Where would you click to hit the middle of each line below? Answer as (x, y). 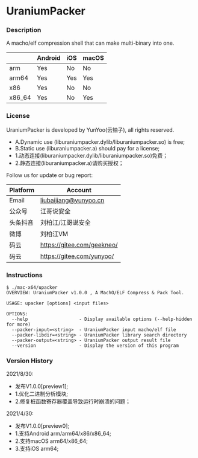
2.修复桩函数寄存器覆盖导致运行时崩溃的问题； (73, 402)
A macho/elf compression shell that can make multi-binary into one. (90, 43)
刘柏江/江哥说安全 (66, 222)
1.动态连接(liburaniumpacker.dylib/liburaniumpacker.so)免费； (91, 155)
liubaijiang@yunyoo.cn (72, 200)
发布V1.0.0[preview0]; (42, 426)
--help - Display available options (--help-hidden (102, 319)
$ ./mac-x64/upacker (32, 288)
